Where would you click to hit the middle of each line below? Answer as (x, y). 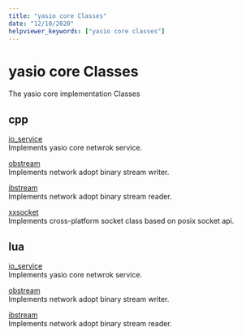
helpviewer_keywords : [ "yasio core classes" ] (86, 31)
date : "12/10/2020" (41, 24)
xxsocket (24, 212)
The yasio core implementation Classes (74, 94)
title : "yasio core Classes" (58, 16)
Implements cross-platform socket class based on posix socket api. (121, 221)
